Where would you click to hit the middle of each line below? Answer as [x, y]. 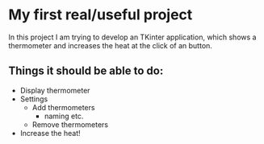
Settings [34, 99]
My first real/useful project [101, 15]
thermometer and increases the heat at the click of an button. [110, 45]
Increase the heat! [50, 133]
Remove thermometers [70, 124]
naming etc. [64, 116]
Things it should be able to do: [86, 71]
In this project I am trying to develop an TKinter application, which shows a [132, 37]
